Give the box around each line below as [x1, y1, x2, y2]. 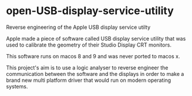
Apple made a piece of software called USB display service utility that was [6, 35, 186, 42]
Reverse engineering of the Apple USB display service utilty [6, 24, 151, 31]
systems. [6, 82, 28, 90]
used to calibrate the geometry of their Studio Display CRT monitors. [6, 41, 172, 48]
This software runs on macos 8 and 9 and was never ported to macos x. [6, 52, 180, 59]
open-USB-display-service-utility [6, 4, 174, 18]
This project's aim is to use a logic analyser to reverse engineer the [6, 64, 169, 71]
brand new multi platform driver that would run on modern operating [6, 77, 171, 84]
